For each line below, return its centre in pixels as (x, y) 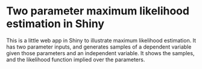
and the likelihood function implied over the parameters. (76, 59)
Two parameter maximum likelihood (98, 11)
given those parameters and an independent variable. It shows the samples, (100, 53)
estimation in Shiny (55, 24)
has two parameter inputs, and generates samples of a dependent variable (99, 47)
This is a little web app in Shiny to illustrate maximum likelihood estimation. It (101, 40)
